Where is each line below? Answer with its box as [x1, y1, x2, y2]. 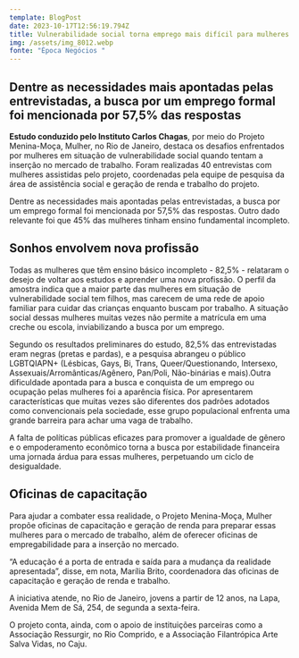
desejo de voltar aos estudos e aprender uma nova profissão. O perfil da [9, 274, 277, 284]
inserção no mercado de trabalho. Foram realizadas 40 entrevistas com [9, 159, 272, 170]
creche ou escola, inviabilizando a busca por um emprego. [9, 321, 225, 332]
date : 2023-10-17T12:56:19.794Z [9, 21, 129, 30]
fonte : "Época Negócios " [9, 46, 105, 55]
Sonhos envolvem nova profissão [9, 240, 199, 256]
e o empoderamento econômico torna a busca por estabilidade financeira [9, 442, 280, 452]
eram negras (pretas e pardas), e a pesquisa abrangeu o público [9, 348, 246, 359]
